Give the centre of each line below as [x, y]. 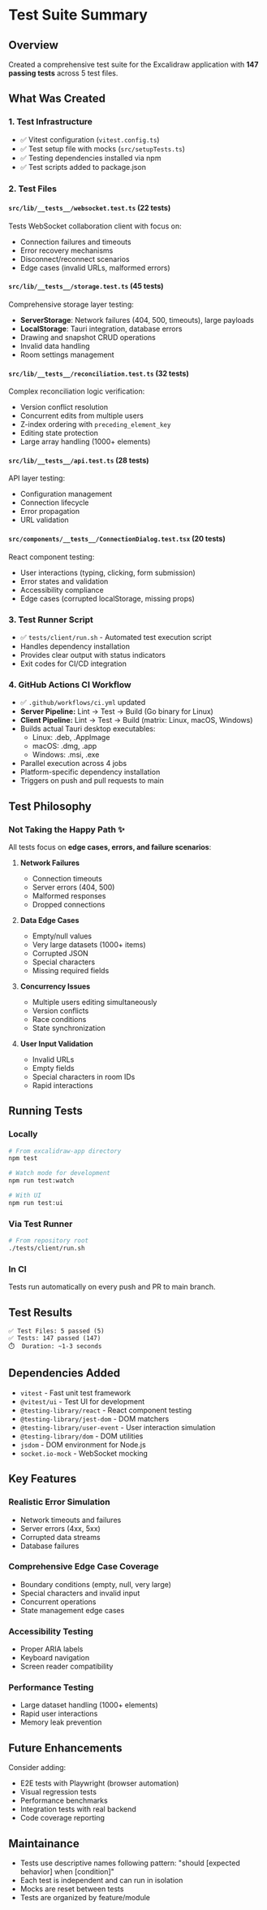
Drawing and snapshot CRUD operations [88, 337]
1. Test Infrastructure [51, 122]
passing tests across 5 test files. [63, 73]
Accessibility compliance [62, 590]
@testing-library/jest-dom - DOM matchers [95, 1418]
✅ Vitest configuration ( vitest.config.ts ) [90, 139]
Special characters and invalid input [80, 1593]
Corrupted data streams [60, 1537]
